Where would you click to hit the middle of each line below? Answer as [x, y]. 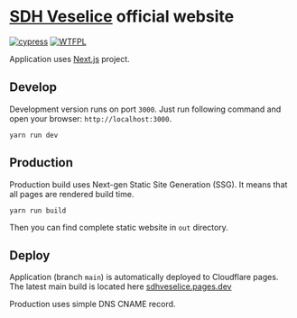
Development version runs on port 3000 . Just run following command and [145, 109]
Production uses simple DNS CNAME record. [93, 304]
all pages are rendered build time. [72, 194]
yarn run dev [34, 135]
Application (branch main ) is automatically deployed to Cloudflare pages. [144, 277]
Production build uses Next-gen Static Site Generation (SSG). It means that [148, 184]
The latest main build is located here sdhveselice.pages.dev [121, 286]
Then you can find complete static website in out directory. [119, 227]
